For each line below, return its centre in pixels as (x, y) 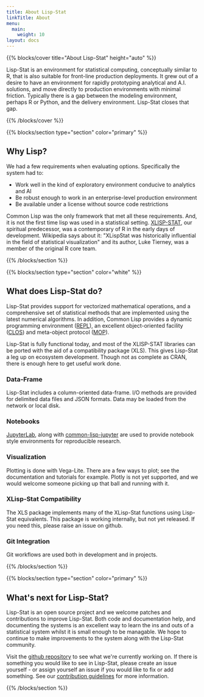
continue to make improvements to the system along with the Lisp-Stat (95, 638)
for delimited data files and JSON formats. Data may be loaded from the (97, 399)
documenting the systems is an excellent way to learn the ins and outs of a (100, 625)
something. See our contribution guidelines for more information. (88, 676)
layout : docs (23, 40)
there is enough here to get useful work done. (64, 363)
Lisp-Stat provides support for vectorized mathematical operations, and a (98, 306)
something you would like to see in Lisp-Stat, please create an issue (92, 663)
